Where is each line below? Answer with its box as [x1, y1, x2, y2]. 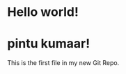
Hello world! [7, 4, 79, 20]
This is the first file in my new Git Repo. [7, 59, 120, 67]
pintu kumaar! [7, 36, 90, 52]
